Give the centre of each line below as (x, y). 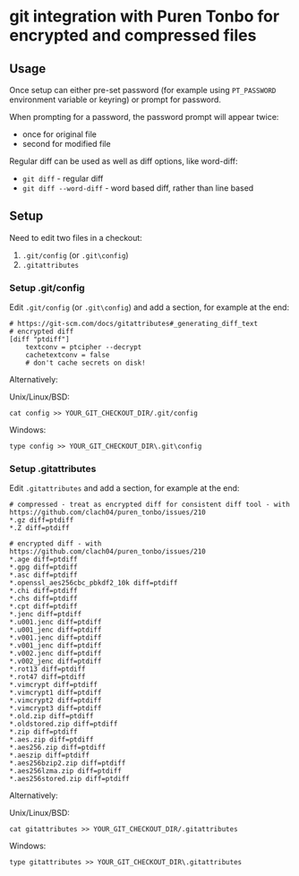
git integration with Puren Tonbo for (145, 17)
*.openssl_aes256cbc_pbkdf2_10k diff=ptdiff (94, 583)
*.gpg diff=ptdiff (43, 567)
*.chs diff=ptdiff (43, 599)
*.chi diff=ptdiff (43, 591)
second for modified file (66, 144)
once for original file (59, 134)
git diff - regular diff (63, 178)
